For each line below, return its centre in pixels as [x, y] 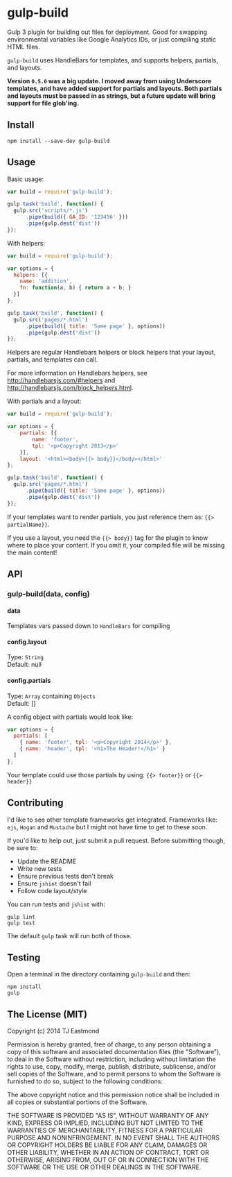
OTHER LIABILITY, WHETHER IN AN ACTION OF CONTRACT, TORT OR [108, 1153]
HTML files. [24, 46]
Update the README [46, 861]
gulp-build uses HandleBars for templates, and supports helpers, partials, [113, 60]
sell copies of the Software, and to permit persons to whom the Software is [114, 1074]
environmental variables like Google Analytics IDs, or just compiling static [112, 39]
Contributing [35, 803]
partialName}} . [28, 524]
